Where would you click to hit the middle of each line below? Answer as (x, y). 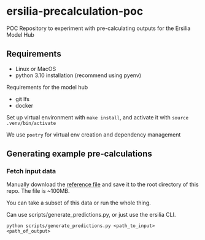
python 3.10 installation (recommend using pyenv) (78, 75)
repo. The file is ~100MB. (38, 191)
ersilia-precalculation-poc (75, 11)
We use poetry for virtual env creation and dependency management (94, 134)
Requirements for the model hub (47, 87)
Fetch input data (31, 171)
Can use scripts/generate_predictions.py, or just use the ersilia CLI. (91, 215)
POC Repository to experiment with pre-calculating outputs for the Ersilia (99, 28)
